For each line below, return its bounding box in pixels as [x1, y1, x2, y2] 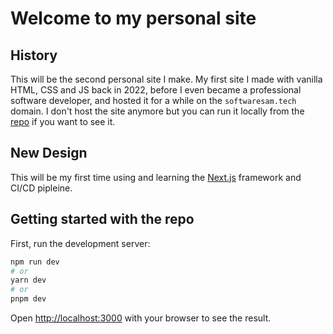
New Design [10, 145, 88, 162]
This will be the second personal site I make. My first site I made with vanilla [10, 73, 323, 85]
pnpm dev [10, 294, 47, 304]
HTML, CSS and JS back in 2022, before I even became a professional [10, 84, 302, 96]
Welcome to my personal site [10, 7, 257, 30]
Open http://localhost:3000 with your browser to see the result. [10, 312, 272, 324]
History [10, 47, 58, 64]
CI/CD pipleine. [10, 182, 73, 194]
